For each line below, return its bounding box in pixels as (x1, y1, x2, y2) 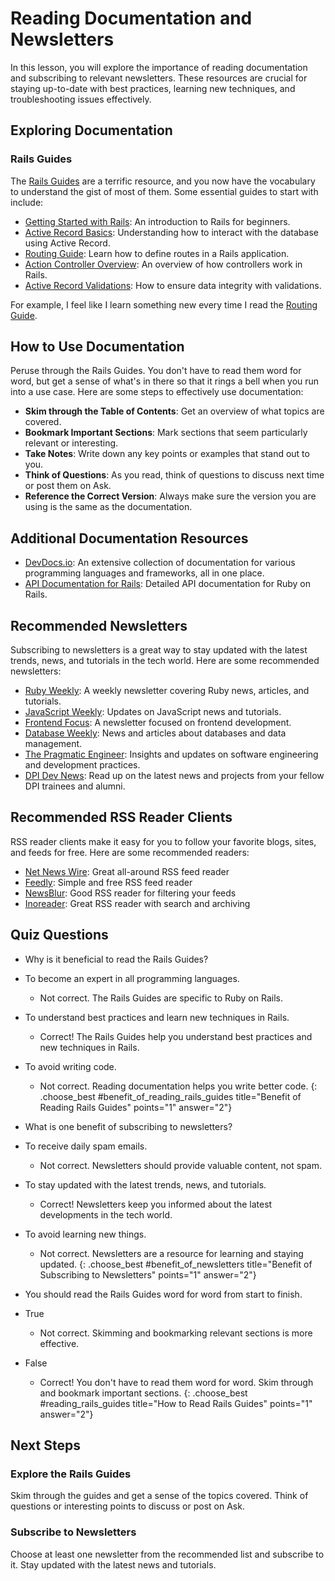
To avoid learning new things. (24, 1228, 147, 1240)
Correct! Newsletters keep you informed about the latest (39, 1198, 273, 1210)
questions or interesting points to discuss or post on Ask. (10, 1500, 245, 1512)
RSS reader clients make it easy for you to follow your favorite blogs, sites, (10, 835, 317, 847)
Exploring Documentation (10, 122, 173, 139)
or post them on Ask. (24, 480, 112, 492)
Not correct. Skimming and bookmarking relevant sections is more (39, 1327, 313, 1339)
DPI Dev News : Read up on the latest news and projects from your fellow (24, 770, 325, 782)
